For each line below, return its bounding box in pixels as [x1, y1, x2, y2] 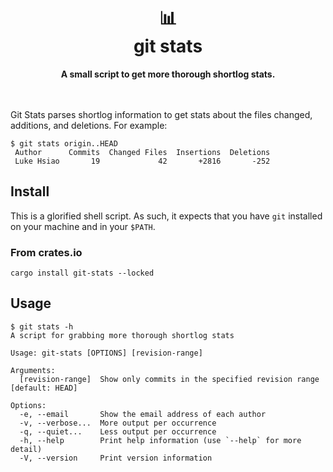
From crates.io [10, 245, 83, 259]
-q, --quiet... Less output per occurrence [19, 426, 217, 437]
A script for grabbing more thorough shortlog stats [10, 330, 235, 340]
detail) [10, 444, 43, 454]
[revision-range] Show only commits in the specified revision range [19, 374, 320, 384]
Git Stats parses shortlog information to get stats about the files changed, [10, 108, 313, 120]
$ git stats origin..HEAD [10, 138, 118, 149]
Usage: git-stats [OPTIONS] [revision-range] [10, 348, 203, 358]
